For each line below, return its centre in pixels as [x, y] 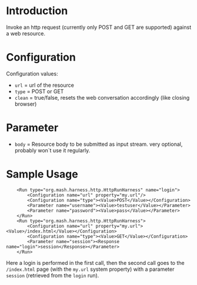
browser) [26, 104]
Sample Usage [42, 174]
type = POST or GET [39, 91]
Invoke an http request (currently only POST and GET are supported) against [99, 27]
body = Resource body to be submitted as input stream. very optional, [98, 144]
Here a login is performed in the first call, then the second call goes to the [95, 263]
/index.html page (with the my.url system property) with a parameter [90, 269]
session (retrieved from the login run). [53, 275]
